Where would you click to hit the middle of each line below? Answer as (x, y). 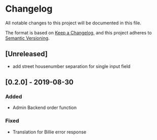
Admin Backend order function (45, 108)
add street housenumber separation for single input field (71, 66)
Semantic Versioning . (27, 38)
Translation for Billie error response (49, 132)
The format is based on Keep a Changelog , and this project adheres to (78, 32)
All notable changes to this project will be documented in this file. (73, 23)
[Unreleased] (27, 54)
